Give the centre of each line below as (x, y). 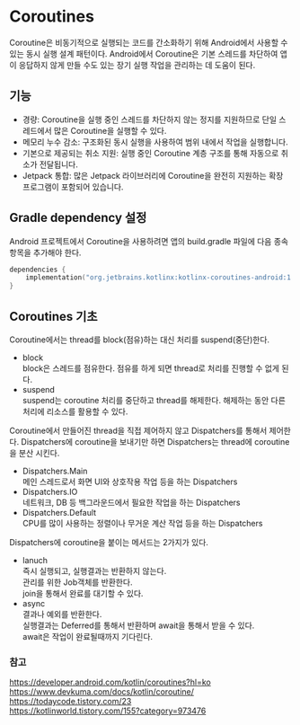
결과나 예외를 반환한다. (62, 614)
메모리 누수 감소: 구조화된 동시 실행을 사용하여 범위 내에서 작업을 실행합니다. (155, 142)
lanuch (35, 560)
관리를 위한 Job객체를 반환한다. (77, 582)
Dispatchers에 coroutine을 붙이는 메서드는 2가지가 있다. (109, 542)
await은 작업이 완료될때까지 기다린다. (88, 637)
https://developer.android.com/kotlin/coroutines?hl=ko (110, 682)
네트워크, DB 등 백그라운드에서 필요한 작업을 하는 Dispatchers (131, 502)
